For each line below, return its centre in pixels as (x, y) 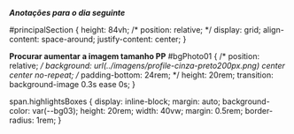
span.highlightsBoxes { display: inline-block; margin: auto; (115, 101)
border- (259, 111)
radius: (22, 120)
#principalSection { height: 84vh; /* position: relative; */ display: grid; (135, 30)
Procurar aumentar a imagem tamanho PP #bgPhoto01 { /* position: (134, 56)
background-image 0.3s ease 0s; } (72, 84)
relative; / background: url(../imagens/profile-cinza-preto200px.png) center (147, 66)
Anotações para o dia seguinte (67, 13)
